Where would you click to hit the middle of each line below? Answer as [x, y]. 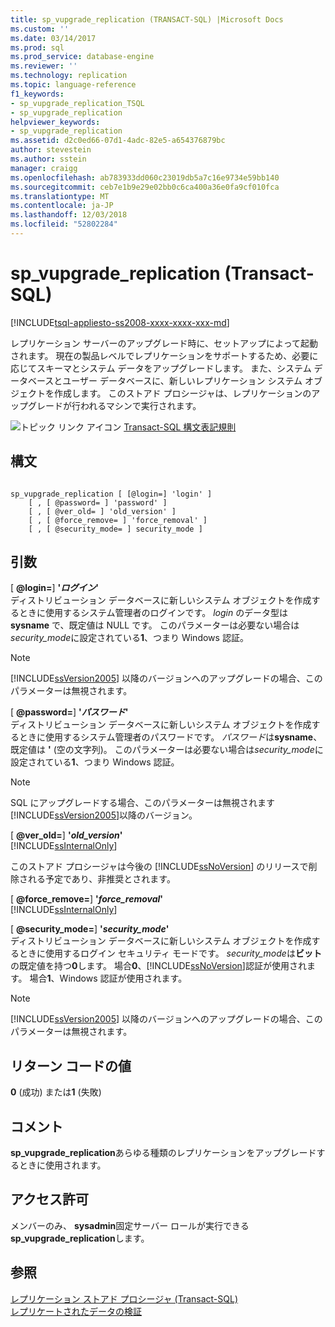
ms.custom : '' [40, 29]
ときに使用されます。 [62, 1165]
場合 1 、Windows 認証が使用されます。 [108, 978]
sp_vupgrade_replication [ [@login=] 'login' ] [111, 494]
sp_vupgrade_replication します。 [80, 1238]
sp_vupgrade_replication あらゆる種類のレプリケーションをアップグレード [163, 1153]
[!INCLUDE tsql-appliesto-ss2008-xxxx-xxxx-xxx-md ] [120, 322]
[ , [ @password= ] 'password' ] [98, 502]
